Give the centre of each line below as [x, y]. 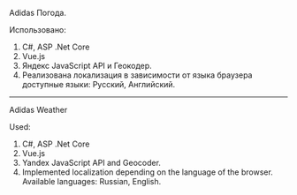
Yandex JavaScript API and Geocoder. [91, 163]
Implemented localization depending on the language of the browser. [148, 172]
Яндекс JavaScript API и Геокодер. [87, 66]
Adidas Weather [38, 110]
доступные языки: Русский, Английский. [99, 84]
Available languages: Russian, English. [91, 181]
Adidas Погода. [38, 13]
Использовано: [38, 30]
